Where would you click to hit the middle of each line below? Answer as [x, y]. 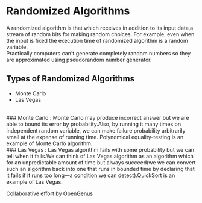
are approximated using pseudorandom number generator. [79, 60]
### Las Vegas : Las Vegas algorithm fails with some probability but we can [100, 149]
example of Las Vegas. [35, 181]
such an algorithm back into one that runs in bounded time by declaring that [100, 169]
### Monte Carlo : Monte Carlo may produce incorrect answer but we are [98, 117]
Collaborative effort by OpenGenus [50, 193]
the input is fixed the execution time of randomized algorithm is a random [97, 40]
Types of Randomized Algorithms [70, 79]
